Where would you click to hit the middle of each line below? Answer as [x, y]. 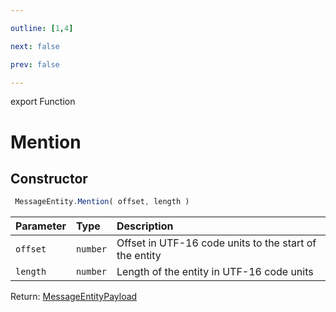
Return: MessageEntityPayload [74, 297]
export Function [43, 102]
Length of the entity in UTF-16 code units [215, 272]
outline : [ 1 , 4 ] [42, 28]
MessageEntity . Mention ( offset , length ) [102, 202]
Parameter [41, 226]
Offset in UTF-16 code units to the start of [216, 243]
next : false [35, 46]
